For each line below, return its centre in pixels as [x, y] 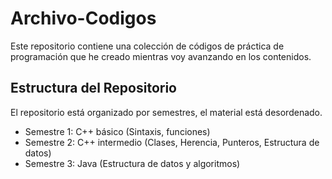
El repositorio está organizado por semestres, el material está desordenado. [166, 112]
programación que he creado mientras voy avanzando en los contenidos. [161, 56]
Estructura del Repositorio [93, 88]
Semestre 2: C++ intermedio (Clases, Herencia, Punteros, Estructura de [172, 142]
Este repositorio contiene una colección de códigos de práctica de [147, 46]
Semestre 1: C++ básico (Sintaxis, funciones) [117, 131]
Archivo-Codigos [83, 18]
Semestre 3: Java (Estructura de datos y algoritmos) [132, 163]
